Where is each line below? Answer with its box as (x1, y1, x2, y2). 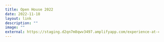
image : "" (5, 25, 25, 30)
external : (5, 29, 25, 34)
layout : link (5, 16, 32, 21)
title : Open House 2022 (5, 7, 54, 12)
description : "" (5, 20, 38, 26)
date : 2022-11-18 (5, 12, 41, 16)
